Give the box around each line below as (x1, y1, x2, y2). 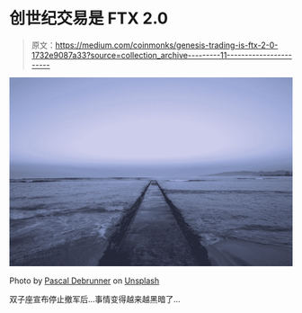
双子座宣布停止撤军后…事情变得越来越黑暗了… (9, 293, 182, 304)
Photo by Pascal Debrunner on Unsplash (9, 275, 160, 286)
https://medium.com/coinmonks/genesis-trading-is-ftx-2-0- (55, 40, 279, 50)
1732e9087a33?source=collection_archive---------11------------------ (31, 49, 292, 60)
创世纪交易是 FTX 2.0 (9, 8, 169, 29)
